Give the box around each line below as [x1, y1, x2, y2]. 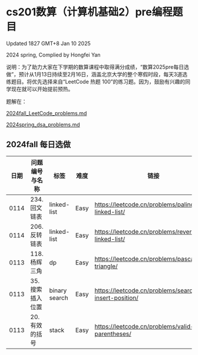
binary [49, 286, 67, 294]
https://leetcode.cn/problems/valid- [94, 322, 194, 330]
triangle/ [94, 262, 118, 270]
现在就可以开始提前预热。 [11, 85, 74, 92]
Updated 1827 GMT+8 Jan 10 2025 [6, 39, 91, 47]
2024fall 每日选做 [6, 139, 71, 150]
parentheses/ [94, 330, 131, 338]
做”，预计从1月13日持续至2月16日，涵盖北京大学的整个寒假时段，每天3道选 [6, 71, 187, 78]
